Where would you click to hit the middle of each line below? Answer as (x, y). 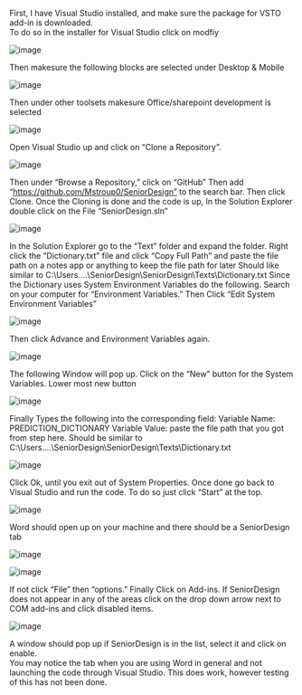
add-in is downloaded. (51, 23)
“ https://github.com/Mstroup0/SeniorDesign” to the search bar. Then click (147, 192)
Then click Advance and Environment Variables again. (110, 339)
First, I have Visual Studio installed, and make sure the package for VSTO (146, 13)
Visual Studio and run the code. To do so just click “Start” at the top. (136, 492)
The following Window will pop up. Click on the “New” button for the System (151, 374)
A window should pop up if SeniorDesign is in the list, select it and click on (148, 643)
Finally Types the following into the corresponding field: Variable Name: (142, 419)
